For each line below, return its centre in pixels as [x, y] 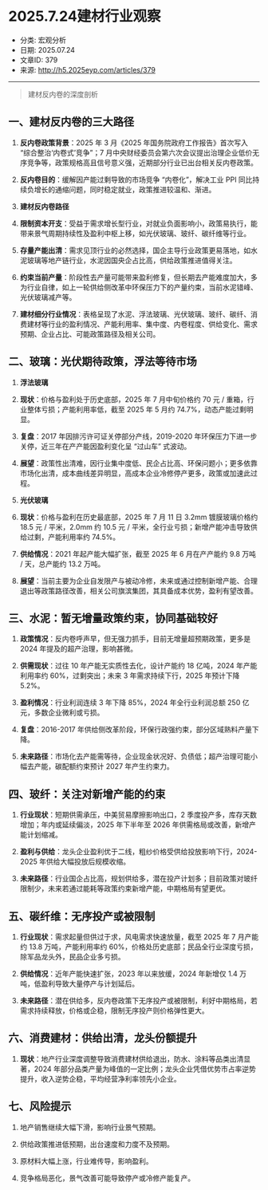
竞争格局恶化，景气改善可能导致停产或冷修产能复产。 [107, 1178]
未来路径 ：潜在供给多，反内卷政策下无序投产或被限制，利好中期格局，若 [138, 1001]
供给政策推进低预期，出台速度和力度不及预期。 [97, 1144]
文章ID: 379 [39, 60]
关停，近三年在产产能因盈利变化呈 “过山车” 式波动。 [105, 446]
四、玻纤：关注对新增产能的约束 [87, 794]
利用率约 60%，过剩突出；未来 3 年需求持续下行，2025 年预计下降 [130, 676]
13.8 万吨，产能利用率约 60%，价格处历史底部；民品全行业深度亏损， [143, 947]
